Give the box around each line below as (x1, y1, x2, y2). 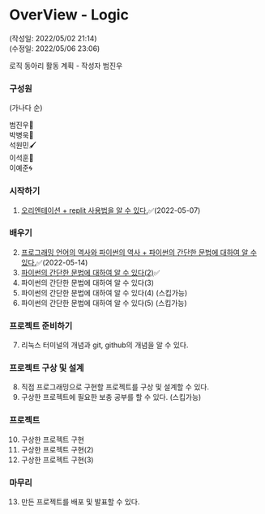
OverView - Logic (9, 6, 129, 24)
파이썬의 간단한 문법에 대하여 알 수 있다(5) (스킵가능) (20, 298, 187, 308)
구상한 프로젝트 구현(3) (20, 455, 94, 465)
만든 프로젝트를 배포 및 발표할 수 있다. (20, 497, 140, 507)
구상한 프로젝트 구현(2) (20, 444, 94, 454)
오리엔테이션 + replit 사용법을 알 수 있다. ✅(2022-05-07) (20, 205, 201, 215)
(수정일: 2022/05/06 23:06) (9, 43, 100, 53)
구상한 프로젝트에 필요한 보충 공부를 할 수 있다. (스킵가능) (20, 393, 202, 402)
